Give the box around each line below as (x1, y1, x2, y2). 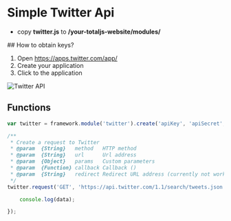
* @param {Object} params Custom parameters (10, 158, 155, 165)
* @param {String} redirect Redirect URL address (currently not (10, 170, 211, 178)
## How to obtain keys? (7, 40, 74, 49)
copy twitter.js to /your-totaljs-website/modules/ (16, 27, 161, 36)
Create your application (16, 61, 84, 69)
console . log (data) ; (19, 196, 76, 203)
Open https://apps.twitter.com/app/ (16, 54, 118, 62)
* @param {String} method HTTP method (10, 146, 137, 152)
